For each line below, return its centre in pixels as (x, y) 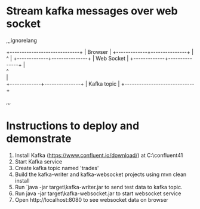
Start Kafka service (39, 161)
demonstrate (39, 139)
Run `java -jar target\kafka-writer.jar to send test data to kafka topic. (99, 187)
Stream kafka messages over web (92, 11)
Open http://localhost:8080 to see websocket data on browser (92, 199)
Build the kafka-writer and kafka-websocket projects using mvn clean (101, 174)
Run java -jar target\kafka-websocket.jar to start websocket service (98, 193)
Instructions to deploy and (73, 126)
